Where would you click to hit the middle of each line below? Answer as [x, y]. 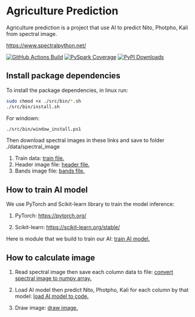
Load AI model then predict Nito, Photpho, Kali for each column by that [102, 290]
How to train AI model [47, 190]
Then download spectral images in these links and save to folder [86, 140]
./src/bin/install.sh [33, 107]
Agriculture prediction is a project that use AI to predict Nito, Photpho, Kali [97, 27]
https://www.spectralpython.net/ [46, 45]
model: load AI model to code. [52, 296]
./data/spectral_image [33, 147]
